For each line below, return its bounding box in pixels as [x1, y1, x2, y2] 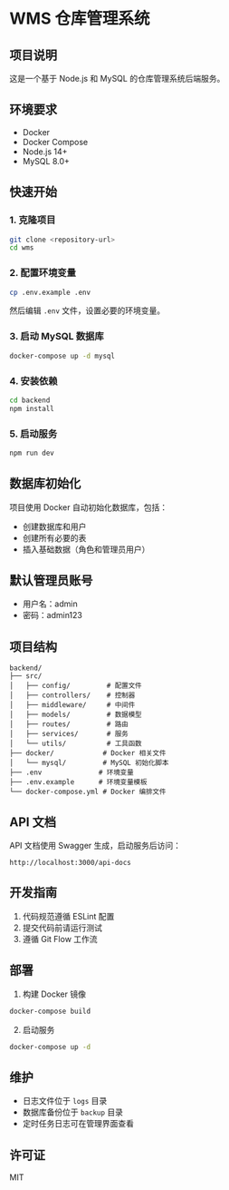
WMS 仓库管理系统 [9, 8, 151, 29]
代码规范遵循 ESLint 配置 [22, 910, 115, 921]
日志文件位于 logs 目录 [22, 1096, 108, 1106]
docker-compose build [9, 1007, 91, 1016]
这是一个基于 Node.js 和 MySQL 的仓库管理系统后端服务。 [9, 74, 225, 84]
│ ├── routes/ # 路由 [9, 720, 129, 729]
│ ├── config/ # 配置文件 [9, 682, 142, 691]
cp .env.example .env [9, 288, 91, 297]
